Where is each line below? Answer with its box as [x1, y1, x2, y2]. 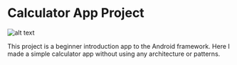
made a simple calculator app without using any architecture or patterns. [7, 49, 221, 58]
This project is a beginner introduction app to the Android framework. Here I [7, 42, 230, 50]
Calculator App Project [7, 5, 144, 21]
